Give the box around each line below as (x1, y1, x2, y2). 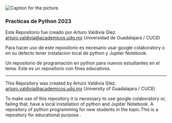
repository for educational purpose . (5, 112, 82, 118)
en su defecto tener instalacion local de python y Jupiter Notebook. (5, 50, 147, 56)
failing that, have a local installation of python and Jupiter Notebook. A (5, 101, 154, 107)
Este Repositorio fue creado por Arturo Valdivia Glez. (5, 29, 117, 35)
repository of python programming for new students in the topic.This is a (5, 107, 159, 113)
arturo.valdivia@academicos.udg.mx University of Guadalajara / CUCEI (5, 86, 155, 92)
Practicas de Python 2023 (5, 17, 72, 25)
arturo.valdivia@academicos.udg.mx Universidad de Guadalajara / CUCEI (5, 35, 160, 41)
